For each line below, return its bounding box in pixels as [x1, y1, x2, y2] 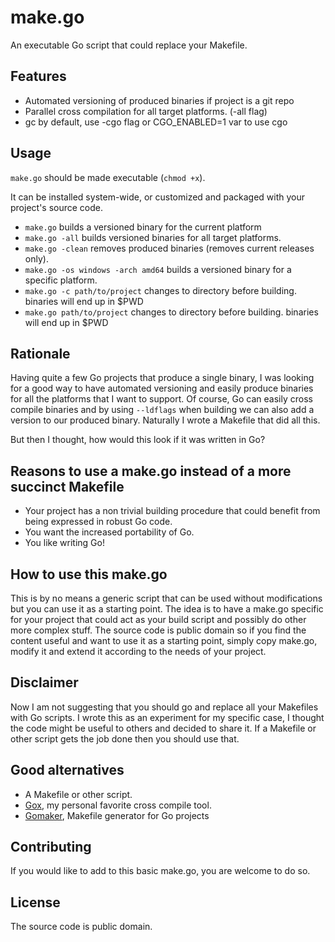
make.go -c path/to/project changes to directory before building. [24, 284, 297, 296]
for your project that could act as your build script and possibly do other [10, 614, 307, 625]
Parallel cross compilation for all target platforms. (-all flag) [24, 105, 268, 117]
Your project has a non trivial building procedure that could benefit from [24, 505, 321, 517]
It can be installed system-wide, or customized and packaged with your [10, 191, 306, 203]
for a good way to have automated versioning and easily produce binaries [10, 382, 314, 395]
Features [10, 68, 67, 85]
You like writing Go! [24, 537, 105, 549]
